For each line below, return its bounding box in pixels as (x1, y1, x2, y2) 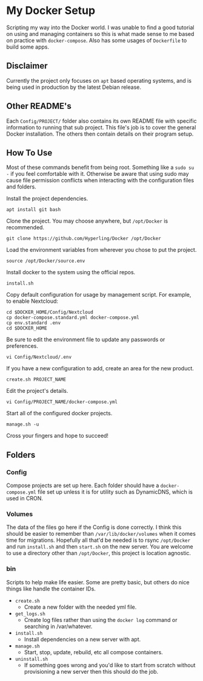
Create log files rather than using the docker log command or (24, 616, 178, 623)
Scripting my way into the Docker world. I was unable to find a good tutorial (6, 24, 195, 31)
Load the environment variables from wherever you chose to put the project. (6, 246, 197, 254)
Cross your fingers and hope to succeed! (6, 432, 109, 440)
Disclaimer (6, 61, 48, 71)
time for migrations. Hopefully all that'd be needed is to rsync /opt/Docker (6, 536, 191, 544)
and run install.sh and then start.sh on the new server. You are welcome (6, 543, 193, 550)
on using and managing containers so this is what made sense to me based (6, 30, 195, 37)
